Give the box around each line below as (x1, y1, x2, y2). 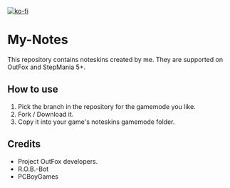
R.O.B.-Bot (17, 164, 49, 173)
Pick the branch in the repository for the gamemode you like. (17, 102, 196, 110)
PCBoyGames (17, 172, 59, 181)
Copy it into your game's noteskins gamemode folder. (17, 117, 175, 126)
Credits (7, 138, 41, 150)
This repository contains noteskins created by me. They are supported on (7, 55, 223, 63)
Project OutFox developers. (17, 157, 98, 165)
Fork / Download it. (17, 110, 74, 118)
